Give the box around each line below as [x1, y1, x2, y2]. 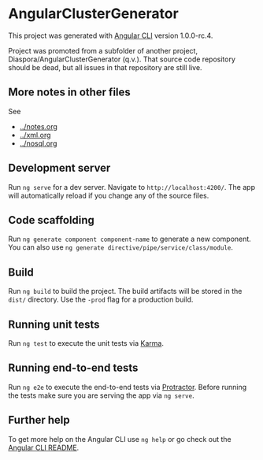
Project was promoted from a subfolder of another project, [8, 46, 198, 55]
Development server [8, 161, 111, 175]
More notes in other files [8, 86, 131, 99]
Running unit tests [8, 317, 100, 331]
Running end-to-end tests [8, 362, 139, 375]
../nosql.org [19, 139, 57, 148]
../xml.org [19, 130, 51, 139]
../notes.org [19, 121, 57, 131]
